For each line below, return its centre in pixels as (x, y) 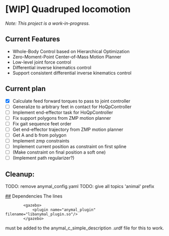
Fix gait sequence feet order (42, 124)
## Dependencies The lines (34, 196)
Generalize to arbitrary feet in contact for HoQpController (72, 107)
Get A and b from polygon (39, 135)
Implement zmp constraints (41, 141)
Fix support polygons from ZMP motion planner (62, 118)
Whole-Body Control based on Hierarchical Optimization (71, 51)
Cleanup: (20, 174)
